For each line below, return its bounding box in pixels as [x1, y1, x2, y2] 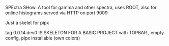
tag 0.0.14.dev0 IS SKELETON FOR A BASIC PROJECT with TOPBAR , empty [5, 30, 164, 35]
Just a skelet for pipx [5, 20, 49, 26]
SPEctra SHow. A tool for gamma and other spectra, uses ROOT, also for [5, 5, 157, 10]
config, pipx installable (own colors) [5, 35, 80, 41]
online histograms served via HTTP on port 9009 [5, 10, 108, 16]
